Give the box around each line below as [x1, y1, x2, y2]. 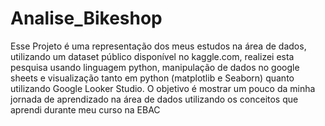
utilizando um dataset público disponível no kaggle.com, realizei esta [10, 50, 295, 62]
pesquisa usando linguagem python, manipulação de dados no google [10, 61, 300, 73]
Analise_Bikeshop [10, 7, 163, 30]
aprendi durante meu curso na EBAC [10, 103, 161, 116]
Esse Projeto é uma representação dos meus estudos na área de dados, [10, 40, 307, 52]
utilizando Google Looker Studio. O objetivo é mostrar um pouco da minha [10, 82, 316, 94]
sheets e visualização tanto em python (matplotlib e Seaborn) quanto [10, 72, 295, 84]
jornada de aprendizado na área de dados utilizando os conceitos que [10, 93, 299, 105]
